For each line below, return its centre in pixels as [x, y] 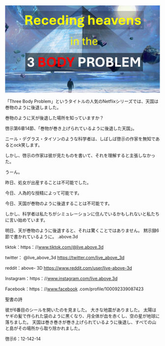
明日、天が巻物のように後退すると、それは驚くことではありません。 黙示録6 [82, 230]
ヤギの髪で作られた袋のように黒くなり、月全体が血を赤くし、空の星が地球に [82, 316]
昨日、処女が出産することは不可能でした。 [48, 182]
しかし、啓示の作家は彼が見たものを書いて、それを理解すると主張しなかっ [80, 155]
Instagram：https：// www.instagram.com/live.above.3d [61, 278]
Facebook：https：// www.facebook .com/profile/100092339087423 [74, 289]
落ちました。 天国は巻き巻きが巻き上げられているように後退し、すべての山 [81, 322]
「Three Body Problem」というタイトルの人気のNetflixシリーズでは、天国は [82, 101]
